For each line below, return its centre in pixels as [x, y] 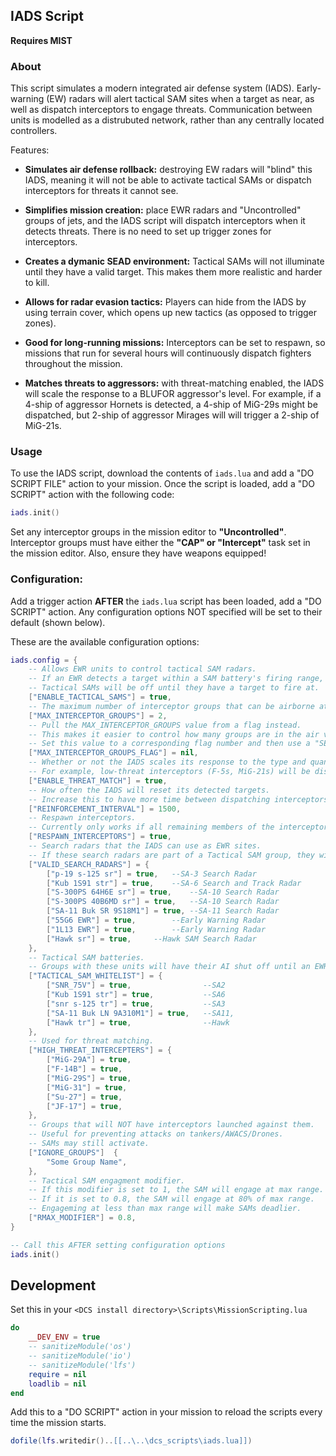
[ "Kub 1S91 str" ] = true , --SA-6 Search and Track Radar [174, 883]
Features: [30, 150]
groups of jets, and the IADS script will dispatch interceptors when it [165, 221]
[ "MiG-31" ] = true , [87, 1087]
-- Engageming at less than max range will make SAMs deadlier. [165, 1209]
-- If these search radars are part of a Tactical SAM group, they [171, 855]
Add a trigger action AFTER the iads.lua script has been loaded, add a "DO [166, 601]
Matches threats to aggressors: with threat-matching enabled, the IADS [174, 383]
